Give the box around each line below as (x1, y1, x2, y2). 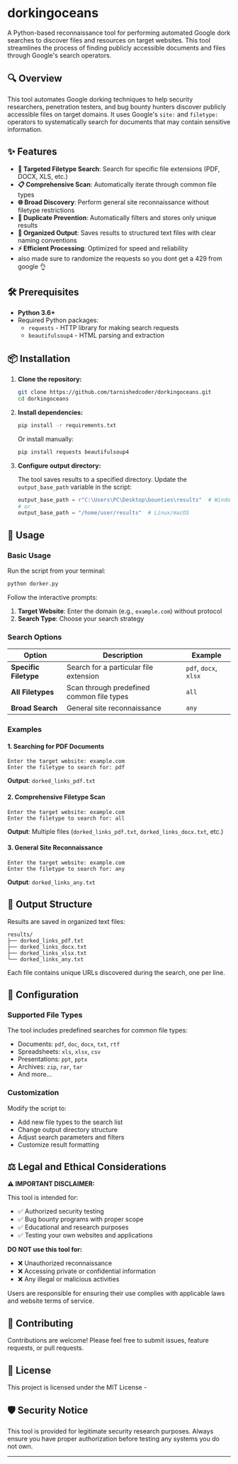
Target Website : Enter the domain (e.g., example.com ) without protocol (17, 607, 222, 615)
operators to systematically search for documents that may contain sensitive (7, 117, 231, 126)
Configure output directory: (17, 461, 101, 470)
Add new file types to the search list (17, 1118, 123, 1126)
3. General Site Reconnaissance (7, 843, 103, 852)
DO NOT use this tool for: (7, 1245, 83, 1254)
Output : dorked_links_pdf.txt (7, 776, 96, 785)
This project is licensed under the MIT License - (7, 1382, 147, 1392)
